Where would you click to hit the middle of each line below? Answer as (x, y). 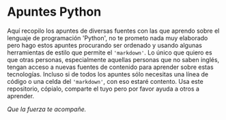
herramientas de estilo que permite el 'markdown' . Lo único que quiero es (110, 52)
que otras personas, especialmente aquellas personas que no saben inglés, (113, 59)
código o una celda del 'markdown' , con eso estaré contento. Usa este (105, 81)
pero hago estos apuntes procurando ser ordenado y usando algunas (105, 45)
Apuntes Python (54, 12)
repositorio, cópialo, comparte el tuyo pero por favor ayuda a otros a (103, 89)
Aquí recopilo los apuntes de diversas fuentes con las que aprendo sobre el (113, 31)
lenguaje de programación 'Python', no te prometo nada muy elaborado (108, 37)
